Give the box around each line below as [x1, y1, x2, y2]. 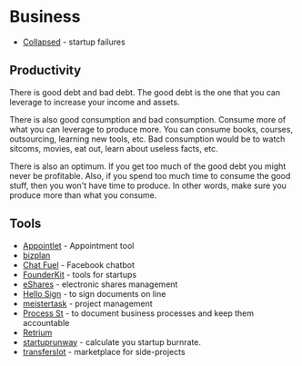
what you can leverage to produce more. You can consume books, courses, [9, 124, 294, 134]
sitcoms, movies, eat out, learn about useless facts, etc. [9, 143, 218, 153]
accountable [22, 317, 70, 328]
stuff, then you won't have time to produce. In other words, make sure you [9, 180, 287, 191]
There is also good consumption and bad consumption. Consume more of [9, 114, 287, 124]
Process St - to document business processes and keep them [22, 307, 255, 319]
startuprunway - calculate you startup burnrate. [22, 336, 202, 347]
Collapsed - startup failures [22, 36, 126, 47]
